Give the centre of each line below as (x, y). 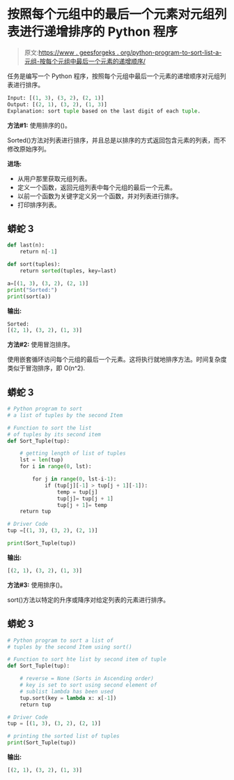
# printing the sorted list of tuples (63, 736)
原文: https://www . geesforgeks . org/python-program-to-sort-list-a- (123, 52)
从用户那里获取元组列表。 (54, 178)
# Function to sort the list (49, 428)
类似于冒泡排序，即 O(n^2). (46, 368)
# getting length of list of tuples (73, 454)
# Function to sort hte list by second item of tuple (87, 660)
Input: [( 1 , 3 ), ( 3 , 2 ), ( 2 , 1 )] (56, 98)
